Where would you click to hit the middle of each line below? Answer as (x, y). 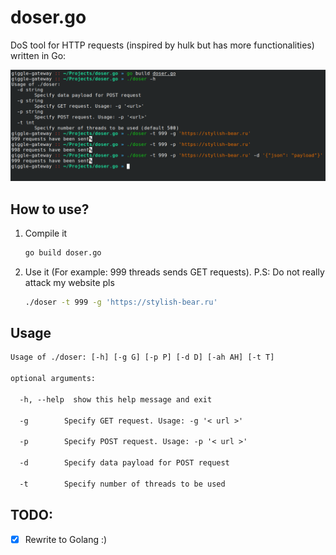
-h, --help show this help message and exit (116, 399)
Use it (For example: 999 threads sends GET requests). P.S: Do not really (174, 272)
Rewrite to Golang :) (66, 539)
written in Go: (38, 55)
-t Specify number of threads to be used (122, 484)
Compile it (46, 233)
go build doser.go (63, 252)
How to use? (50, 209)
